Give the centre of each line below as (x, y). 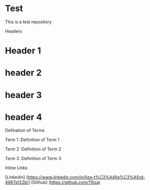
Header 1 (23, 51)
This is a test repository (29, 22)
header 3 (23, 95)
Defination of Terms (25, 131)
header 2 (23, 73)
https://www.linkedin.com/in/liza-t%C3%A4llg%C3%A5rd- (86, 177)
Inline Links (16, 168)
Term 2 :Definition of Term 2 (33, 149)
